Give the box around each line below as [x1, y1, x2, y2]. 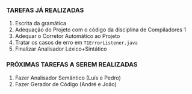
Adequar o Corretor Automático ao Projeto [14, 33, 120, 40]
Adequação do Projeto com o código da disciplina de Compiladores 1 [14, 26, 187, 33]
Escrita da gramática [14, 20, 67, 27]
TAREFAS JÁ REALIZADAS [6, 6, 84, 14]
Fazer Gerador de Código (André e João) [14, 80, 117, 87]
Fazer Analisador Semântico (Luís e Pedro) [14, 74, 122, 81]
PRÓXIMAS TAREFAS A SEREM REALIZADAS [6, 60, 138, 69]
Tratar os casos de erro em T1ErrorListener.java [14, 39, 138, 46]
